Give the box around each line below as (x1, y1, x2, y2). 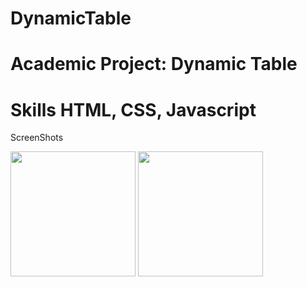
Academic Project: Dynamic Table (10, 53, 298, 76)
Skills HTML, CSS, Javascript (10, 98, 257, 121)
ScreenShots (10, 132, 64, 144)
